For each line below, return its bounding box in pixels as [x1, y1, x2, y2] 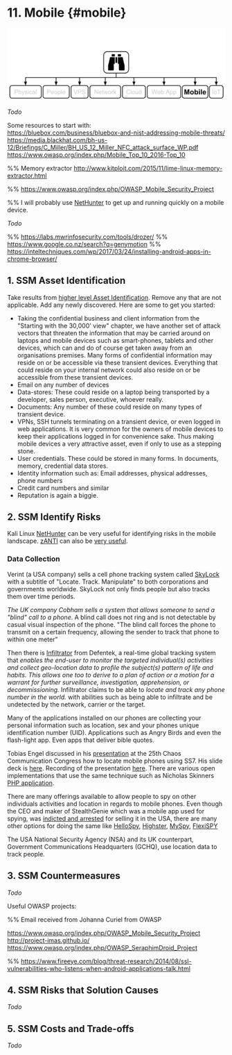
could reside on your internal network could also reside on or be [17, 366, 201, 374]
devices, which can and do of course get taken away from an [17, 344, 193, 352]
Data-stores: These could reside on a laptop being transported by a [17, 387, 210, 396]
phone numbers [17, 476, 63, 484]
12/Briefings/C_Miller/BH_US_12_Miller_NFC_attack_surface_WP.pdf [7, 143, 199, 151]
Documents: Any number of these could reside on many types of [17, 403, 202, 411]
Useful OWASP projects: [7, 902, 77, 910]
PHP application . [7, 779, 55, 787]
